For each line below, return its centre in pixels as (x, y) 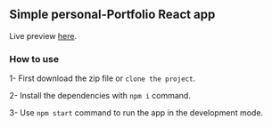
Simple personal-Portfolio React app (112, 15)
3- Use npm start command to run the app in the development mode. (136, 113)
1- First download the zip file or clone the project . (103, 78)
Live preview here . (43, 36)
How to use (34, 59)
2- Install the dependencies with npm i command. (100, 96)
